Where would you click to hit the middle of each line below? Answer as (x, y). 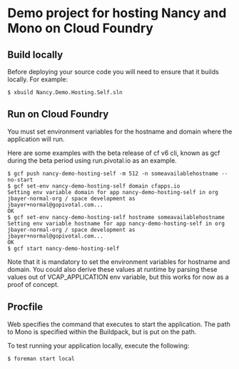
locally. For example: (37, 79)
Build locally (35, 55)
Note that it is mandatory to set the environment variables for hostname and (119, 261)
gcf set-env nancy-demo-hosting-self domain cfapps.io (97, 186)
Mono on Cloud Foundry (80, 28)
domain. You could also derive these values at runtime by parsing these (112, 269)
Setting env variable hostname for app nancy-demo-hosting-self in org (116, 223)
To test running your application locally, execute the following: (98, 345)
